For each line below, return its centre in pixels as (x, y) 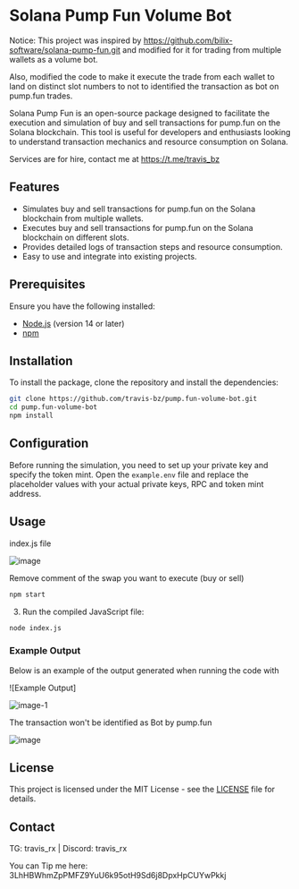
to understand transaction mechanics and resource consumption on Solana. (149, 141)
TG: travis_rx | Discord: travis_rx (68, 849)
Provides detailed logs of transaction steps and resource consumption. (152, 246)
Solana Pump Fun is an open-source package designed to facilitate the (140, 113)
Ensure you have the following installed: (83, 306)
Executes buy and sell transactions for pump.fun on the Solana (137, 227)
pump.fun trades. (41, 96)
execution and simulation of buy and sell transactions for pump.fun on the (145, 123)
